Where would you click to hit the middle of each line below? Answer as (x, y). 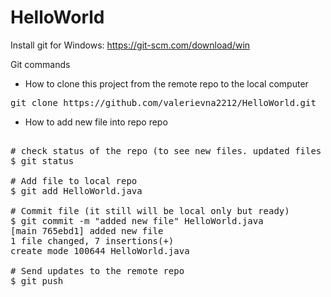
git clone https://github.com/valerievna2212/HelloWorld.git (163, 102)
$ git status (42, 160)
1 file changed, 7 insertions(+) (92, 240)
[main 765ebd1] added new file (87, 230)
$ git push (37, 280)
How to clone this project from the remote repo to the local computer (166, 83)
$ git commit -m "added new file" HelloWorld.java (137, 220)
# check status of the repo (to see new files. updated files (166, 150)
